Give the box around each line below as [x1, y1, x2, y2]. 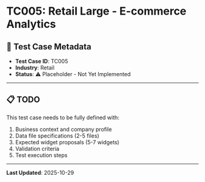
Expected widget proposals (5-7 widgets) [15, 138, 120, 145]
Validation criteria [15, 145, 60, 152]
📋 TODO [6, 94, 40, 105]
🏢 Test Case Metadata [6, 41, 92, 52]
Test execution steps [15, 151, 68, 159]
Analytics [6, 17, 56, 31]
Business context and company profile [15, 125, 112, 133]
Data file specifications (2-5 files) [15, 132, 99, 139]
